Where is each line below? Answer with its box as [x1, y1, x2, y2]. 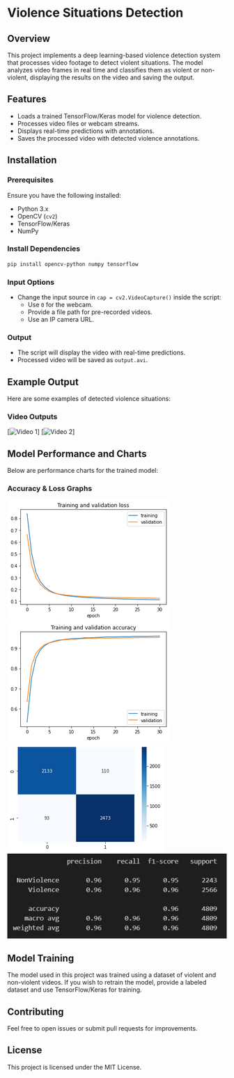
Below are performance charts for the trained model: [7, 467, 159, 475]
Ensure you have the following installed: [7, 191, 122, 199]
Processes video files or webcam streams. [17, 119, 139, 127]
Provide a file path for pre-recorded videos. [27, 308, 153, 316]
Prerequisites [7, 175, 54, 185]
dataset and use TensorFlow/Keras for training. [7, 985, 142, 994]
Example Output [7, 376, 79, 388]
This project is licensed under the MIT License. [7, 1063, 142, 1071]
